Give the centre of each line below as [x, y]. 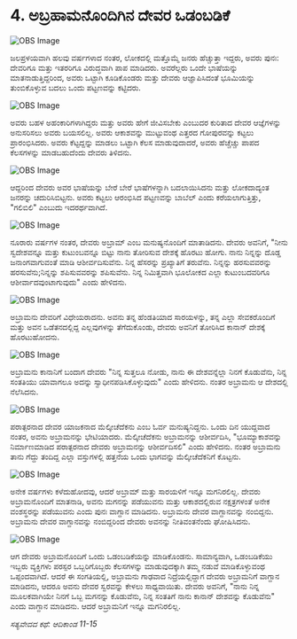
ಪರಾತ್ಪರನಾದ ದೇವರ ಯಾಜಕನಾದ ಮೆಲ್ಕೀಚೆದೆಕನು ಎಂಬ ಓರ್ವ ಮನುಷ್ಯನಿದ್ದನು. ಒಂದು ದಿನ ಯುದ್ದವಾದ [140, 426]
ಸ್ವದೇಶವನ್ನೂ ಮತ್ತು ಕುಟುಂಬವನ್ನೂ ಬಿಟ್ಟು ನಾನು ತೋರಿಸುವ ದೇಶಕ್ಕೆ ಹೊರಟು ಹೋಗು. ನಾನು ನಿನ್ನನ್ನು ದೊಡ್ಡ [146, 252]
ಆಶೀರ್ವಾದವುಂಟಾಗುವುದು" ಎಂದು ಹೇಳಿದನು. [69, 282]
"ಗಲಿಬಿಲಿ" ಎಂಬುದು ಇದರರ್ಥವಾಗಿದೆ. [59, 207]
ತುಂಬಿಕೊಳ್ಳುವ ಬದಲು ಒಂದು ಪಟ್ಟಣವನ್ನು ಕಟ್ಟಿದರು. [75, 87]
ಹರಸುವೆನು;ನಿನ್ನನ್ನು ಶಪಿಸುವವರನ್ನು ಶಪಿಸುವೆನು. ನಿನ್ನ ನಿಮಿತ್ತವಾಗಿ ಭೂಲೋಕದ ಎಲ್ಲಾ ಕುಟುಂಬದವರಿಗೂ [140, 272]
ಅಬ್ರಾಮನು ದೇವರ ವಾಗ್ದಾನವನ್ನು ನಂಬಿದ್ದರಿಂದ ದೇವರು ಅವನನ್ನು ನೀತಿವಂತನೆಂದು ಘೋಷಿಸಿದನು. [130, 521]
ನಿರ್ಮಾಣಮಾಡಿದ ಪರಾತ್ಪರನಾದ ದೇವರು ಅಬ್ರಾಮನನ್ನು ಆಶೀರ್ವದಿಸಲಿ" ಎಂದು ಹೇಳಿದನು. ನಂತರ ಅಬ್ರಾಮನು [145, 446]
